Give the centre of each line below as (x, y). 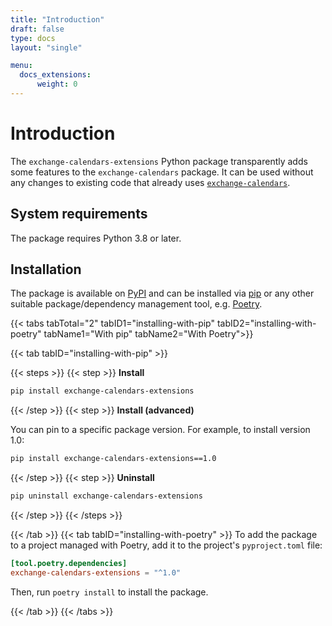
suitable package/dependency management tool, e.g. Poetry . (136, 304)
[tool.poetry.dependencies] (69, 564)
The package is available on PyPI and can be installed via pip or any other (162, 293)
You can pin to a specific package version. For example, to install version (160, 430)
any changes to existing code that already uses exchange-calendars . (150, 182)
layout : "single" (46, 47)
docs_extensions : (55, 75)
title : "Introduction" (57, 19)
